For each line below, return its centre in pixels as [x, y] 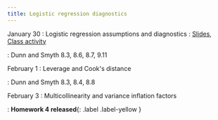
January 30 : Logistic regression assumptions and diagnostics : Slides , [110, 34]
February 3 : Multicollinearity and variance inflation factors [92, 95]
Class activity [27, 41]
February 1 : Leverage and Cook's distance [69, 68]
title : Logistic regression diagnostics [68, 14]
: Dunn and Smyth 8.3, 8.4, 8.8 [51, 82]
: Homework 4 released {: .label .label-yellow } [75, 109]
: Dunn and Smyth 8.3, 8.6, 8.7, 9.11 [57, 55]
